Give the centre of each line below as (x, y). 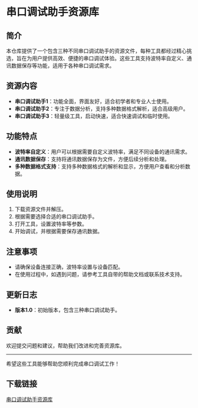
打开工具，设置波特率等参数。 (51, 224)
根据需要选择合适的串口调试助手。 (56, 217)
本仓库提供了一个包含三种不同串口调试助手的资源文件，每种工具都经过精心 (96, 51)
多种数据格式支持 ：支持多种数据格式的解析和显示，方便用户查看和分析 (100, 166)
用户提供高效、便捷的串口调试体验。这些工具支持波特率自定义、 (109, 58)
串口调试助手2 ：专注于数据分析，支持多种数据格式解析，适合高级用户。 (101, 108)
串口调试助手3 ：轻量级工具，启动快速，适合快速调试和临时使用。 (94, 116)
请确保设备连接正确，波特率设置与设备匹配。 (69, 267)
